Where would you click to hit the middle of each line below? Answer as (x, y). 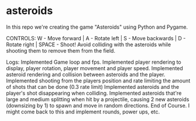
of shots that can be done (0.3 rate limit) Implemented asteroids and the (93, 87)
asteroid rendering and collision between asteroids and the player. (86, 74)
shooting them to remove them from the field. (61, 50)
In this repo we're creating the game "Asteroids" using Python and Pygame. (97, 27)
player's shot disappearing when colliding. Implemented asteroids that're (94, 93)
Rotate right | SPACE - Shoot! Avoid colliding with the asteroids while (89, 44)
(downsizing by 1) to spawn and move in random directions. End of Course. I (98, 105)
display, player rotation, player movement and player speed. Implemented (94, 68)
